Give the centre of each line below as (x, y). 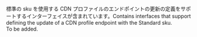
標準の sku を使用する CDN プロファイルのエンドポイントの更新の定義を (93, 9)
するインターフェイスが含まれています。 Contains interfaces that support (103, 16)
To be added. (22, 29)
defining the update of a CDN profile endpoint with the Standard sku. (89, 23)
